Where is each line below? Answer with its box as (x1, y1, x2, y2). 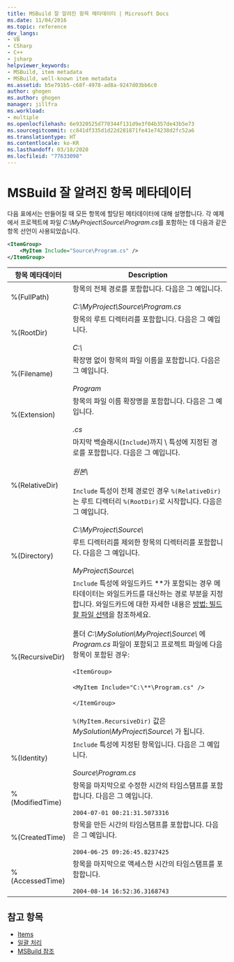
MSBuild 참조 (17, 947, 54, 956)
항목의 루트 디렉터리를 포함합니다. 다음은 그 (72, 314, 206, 324)
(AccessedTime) (10, 876, 65, 886)
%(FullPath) (10, 292, 50, 302)
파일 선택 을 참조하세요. (81, 610, 151, 620)
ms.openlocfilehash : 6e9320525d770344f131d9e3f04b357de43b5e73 (7, 120, 195, 128)
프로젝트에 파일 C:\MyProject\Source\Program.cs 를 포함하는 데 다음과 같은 (19, 217, 227, 227)
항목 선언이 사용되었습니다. (7, 227, 80, 235)
